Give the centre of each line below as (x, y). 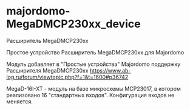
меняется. (20, 102)
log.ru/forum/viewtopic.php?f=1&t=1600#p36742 (67, 77)
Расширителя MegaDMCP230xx (48, 70)
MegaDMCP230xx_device (73, 24)
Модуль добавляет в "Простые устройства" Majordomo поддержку (93, 64)
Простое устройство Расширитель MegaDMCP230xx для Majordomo (95, 52)
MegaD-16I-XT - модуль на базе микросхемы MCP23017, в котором (93, 88)
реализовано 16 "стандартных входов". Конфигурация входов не (90, 95)
